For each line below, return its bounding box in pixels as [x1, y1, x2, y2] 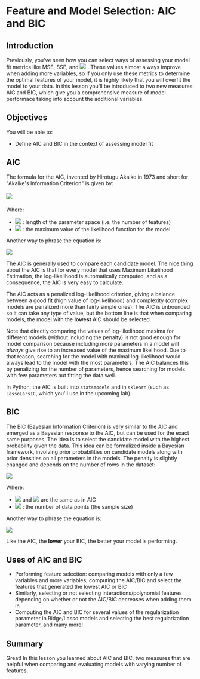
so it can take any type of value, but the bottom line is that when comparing [6, 309, 192, 317]
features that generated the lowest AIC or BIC [14, 583, 127, 591]
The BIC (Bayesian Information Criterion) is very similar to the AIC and [6, 423, 178, 430]
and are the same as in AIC [22, 496, 97, 503]
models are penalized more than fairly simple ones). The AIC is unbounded [6, 303, 190, 310]
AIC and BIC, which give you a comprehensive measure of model [6, 89, 166, 96]
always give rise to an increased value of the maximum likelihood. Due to [6, 346, 186, 354]
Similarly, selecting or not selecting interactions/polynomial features [14, 589, 182, 597]
